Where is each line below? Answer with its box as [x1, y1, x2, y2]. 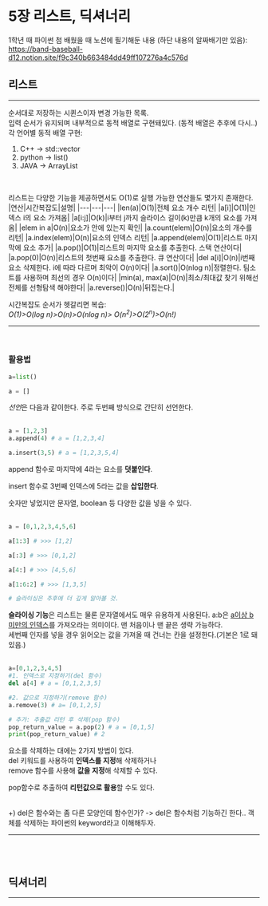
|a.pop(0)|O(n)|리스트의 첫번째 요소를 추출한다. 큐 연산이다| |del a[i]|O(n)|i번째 [8, 252, 255, 262]
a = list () [8, 373, 37, 381]
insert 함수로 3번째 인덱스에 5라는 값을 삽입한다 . [8, 481, 159, 491]
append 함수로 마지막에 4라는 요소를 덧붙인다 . [8, 465, 153, 474]
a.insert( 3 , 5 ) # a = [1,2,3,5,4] [8, 449, 120, 457]
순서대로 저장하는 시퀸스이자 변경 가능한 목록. [8, 108, 149, 117]
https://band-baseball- [8, 44, 84, 53]
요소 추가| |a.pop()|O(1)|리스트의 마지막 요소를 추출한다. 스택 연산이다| [22, 243, 242, 252]
